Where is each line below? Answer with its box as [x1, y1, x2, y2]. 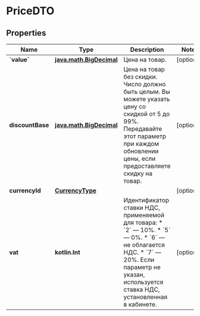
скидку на [123, 170, 153, 177]
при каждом [123, 140, 160, 148]
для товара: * [123, 218, 163, 227]
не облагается [123, 241, 165, 249]
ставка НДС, [123, 286, 160, 293]
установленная [123, 293, 168, 301]
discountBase [9, 121, 49, 129]
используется [123, 278, 164, 286]
